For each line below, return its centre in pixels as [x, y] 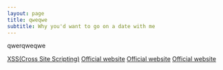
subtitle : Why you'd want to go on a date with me [81, 26]
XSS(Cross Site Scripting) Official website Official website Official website [112, 59]
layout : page [26, 13]
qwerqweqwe [26, 46]
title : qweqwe [28, 20]
